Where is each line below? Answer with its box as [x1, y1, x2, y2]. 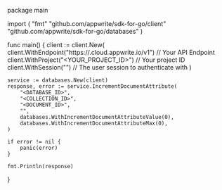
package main [7, 6, 48, 14]
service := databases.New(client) [7, 77, 109, 84]
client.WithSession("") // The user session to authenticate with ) [7, 63, 192, 71]
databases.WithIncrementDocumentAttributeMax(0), [20, 120, 169, 127]
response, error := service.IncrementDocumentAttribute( [7, 83, 178, 90]
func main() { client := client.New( [7, 41, 105, 49]
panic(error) [20, 144, 58, 151]
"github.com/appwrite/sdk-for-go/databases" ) [7, 27, 143, 35]
